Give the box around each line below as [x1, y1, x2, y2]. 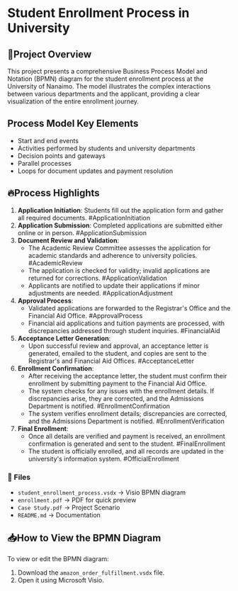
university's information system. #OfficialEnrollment [28, 454, 179, 463]
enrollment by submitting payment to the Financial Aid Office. [28, 379, 208, 388]
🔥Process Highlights [7, 187, 101, 199]
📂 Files [7, 472, 30, 482]
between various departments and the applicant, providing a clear [7, 90, 200, 98]
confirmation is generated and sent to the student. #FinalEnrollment [28, 439, 225, 448]
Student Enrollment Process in [7, 5, 190, 21]
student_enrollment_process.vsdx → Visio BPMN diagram [17, 488, 186, 497]
